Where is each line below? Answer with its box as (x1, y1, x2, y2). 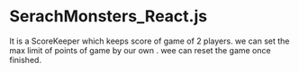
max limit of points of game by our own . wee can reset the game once (9, 44, 272, 55)
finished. (9, 54, 42, 65)
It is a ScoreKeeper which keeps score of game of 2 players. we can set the (9, 36, 290, 46)
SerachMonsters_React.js (9, 6, 208, 27)
